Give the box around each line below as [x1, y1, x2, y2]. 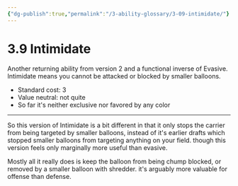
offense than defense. [7, 172, 72, 180]
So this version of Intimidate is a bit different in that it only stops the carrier [7, 121, 225, 129]
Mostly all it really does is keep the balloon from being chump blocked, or [7, 157, 222, 165]
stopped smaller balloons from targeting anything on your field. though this [7, 136, 227, 144]
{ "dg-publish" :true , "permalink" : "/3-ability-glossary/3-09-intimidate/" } [7, 10, 230, 18]
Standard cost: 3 [17, 86, 67, 94]
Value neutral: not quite [17, 93, 86, 101]
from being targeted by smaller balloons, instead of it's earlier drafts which [7, 128, 225, 136]
